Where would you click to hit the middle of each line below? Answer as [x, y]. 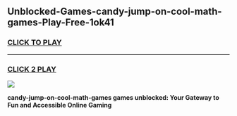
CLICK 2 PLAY [32, 69]
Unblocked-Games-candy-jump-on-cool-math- [115, 12]
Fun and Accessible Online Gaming [60, 105]
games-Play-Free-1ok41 [61, 23]
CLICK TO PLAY [35, 43]
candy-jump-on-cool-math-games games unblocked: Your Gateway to [114, 97]
